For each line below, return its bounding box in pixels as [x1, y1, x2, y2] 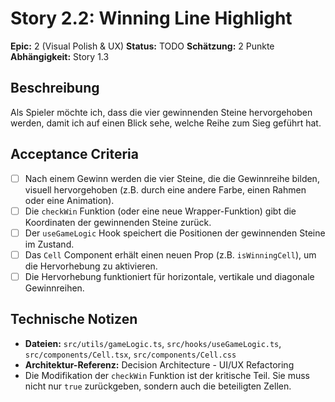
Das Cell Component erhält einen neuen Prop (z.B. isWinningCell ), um [24, 248, 317, 261]
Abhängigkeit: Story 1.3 [10, 50, 110, 62]
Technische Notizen [10, 311, 138, 328]
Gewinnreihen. [24, 282, 85, 294]
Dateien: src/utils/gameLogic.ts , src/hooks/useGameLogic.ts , [24, 337, 282, 349]
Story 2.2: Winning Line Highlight [10, 7, 293, 30]
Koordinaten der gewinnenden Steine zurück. [24, 216, 212, 228]
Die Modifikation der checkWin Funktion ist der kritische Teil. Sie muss [24, 369, 310, 381]
